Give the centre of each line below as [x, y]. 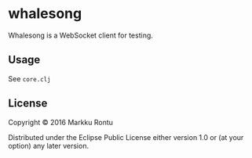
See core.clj [29, 78]
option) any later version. [48, 145]
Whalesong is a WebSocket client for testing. [80, 35]
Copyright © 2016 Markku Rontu [61, 122]
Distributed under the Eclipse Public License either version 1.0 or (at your [126, 137]
